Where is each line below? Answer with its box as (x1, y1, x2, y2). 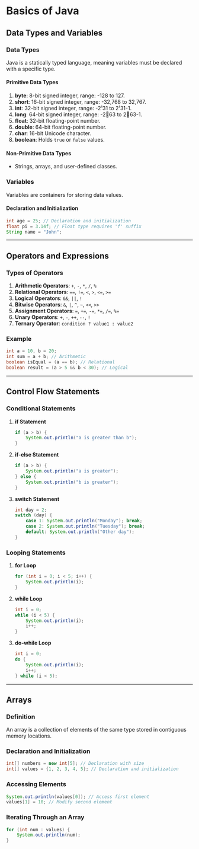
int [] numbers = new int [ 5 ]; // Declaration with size (6, 761, 145, 767)
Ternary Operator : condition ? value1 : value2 (14, 320, 133, 327)
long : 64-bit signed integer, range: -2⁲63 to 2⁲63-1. (14, 111, 143, 118)
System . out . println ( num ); (17, 832, 81, 838)
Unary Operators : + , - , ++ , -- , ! (14, 314, 91, 321)
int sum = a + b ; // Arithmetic (6, 354, 86, 360)
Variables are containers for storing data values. (6, 191, 123, 198)
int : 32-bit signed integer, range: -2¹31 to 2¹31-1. (14, 105, 132, 112)
